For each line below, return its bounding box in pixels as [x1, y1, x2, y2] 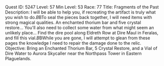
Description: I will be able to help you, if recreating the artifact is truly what [5, 9, 156, 15]
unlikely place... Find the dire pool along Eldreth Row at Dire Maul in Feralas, [5, 30, 159, 35]
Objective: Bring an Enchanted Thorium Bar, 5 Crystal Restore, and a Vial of [5, 46, 158, 51]
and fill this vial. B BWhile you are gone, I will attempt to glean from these [5, 35, 151, 41]
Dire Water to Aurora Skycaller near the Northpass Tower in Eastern [5, 50, 142, 56]
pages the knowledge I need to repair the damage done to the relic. [5, 40, 141, 46]
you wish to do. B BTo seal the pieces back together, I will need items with [5, 15, 152, 20]
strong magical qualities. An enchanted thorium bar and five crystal [5, 19, 141, 25]
